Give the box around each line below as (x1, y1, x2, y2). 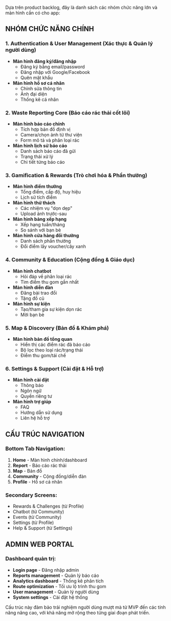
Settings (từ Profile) (12, 519, 54, 526)
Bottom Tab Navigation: (5, 445, 66, 452)
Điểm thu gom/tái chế (20, 352, 67, 358)
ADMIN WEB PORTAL (5, 540, 74, 549)
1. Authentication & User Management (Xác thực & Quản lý (5, 40, 153, 47)
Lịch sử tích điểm (20, 195, 57, 201)
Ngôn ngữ (20, 387, 42, 394)
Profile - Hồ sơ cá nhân (12, 478, 62, 484)
